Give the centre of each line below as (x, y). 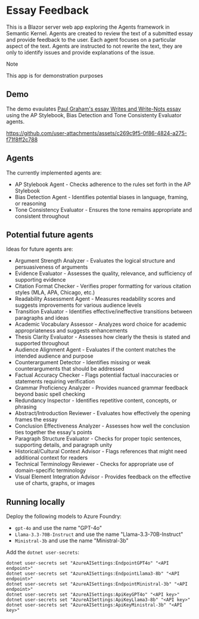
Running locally (36, 502)
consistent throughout (42, 216)
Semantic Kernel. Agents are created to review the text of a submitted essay (99, 33)
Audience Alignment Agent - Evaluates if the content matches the (95, 350)
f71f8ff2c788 (22, 139)
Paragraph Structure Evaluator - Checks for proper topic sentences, (98, 439)
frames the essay (36, 420)
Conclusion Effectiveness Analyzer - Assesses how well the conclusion (102, 426)
